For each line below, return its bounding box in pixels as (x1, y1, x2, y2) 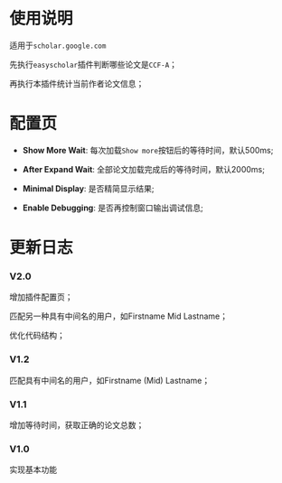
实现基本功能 (9, 464, 57, 475)
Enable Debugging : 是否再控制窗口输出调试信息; (22, 202, 203, 213)
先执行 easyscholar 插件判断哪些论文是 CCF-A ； (9, 59, 178, 70)
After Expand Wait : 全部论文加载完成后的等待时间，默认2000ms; (22, 163, 265, 174)
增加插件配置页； (9, 292, 73, 302)
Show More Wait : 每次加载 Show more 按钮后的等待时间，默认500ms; (22, 144, 274, 155)
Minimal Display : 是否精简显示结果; (22, 182, 155, 194)
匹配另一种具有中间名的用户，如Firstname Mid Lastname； (9, 311, 229, 321)
